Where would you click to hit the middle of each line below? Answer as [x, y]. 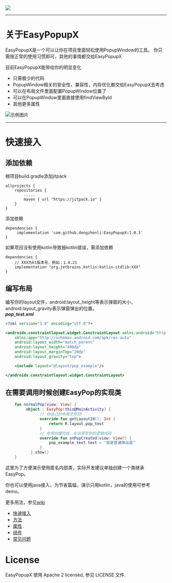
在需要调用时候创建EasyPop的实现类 [63, 393]
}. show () [40, 453]
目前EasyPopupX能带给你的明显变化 [44, 67]
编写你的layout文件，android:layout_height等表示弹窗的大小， [70, 302]
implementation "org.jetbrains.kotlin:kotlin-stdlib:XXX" [78, 267]
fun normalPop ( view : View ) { [46, 405]
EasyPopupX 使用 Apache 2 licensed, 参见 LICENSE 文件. [66, 575]
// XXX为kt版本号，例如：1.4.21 [46, 262]
